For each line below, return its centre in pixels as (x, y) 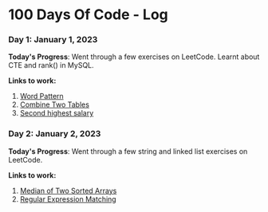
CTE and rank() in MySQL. (51, 65)
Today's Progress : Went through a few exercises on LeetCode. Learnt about (134, 57)
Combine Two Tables (55, 104)
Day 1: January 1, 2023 (53, 40)
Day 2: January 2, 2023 (55, 134)
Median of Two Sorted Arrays (68, 190)
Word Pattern (41, 96)
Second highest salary (57, 113)
